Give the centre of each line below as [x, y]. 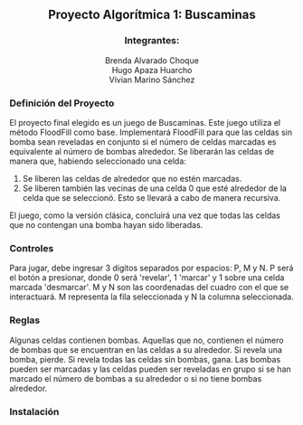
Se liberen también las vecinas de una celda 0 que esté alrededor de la [155, 188]
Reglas [25, 320]
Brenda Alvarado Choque [152, 60]
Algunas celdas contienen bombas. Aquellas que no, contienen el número [147, 340]
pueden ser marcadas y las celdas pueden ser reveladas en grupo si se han [150, 369]
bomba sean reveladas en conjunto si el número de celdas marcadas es [143, 142]
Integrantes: [152, 41]
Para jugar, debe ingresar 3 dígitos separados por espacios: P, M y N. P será [151, 268]
